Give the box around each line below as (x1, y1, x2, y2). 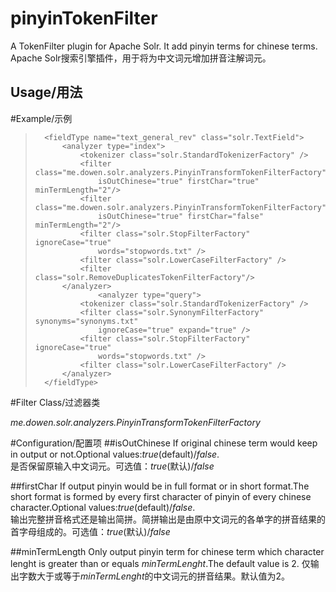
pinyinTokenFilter (10, 7, 158, 30)
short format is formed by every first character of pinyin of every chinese (10, 490, 312, 502)
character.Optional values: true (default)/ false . (10, 501, 196, 513)
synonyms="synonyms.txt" (34, 316, 139, 326)
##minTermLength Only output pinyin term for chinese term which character (10, 545, 325, 557)
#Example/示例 (10, 112, 73, 124)
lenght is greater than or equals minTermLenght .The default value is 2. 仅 (10, 557, 311, 569)
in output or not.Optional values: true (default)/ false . (10, 448, 220, 460)
